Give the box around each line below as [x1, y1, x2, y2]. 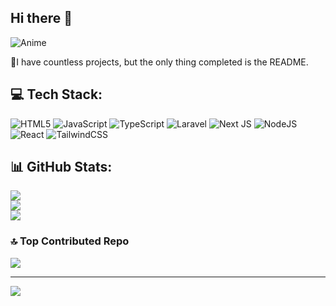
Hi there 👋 [10, 10, 73, 27]
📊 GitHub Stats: [10, 159, 113, 176]
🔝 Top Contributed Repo [10, 234, 130, 248]
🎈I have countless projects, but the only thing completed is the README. [10, 56, 309, 68]
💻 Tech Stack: [10, 86, 103, 103]
